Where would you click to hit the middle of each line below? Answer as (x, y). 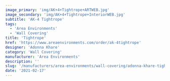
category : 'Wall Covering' (34, 52)
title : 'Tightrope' (26, 38)
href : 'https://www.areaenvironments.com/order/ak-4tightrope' (73, 43)
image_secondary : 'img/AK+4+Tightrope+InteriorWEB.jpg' (65, 15)
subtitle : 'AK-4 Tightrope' (35, 19)
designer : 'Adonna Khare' (32, 47)
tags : (11, 24)
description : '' (22, 61)
